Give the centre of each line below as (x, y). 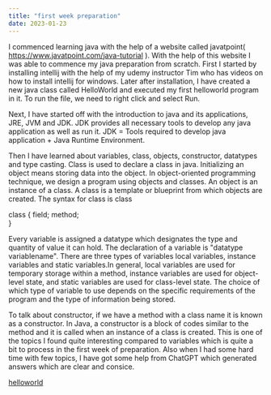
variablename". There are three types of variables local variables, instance (132, 255)
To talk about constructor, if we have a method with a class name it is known (135, 315)
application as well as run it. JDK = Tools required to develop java (117, 131)
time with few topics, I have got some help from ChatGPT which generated (133, 358)
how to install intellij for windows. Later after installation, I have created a (129, 81)
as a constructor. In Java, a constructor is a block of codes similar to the (129, 323)
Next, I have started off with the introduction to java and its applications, (128, 114)
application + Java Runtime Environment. (77, 140)
